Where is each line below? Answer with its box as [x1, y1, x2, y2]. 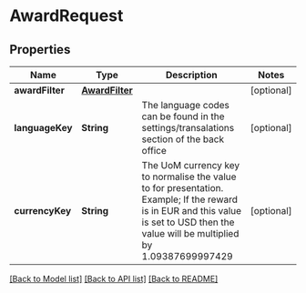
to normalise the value [141, 170, 237, 183]
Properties [9, 42, 71, 57]
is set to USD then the [141, 216, 235, 228]
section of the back [141, 133, 225, 146]
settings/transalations [141, 122, 235, 134]
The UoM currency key [141, 159, 240, 171]
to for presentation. [141, 182, 224, 194]
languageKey [14, 122, 73, 134]
